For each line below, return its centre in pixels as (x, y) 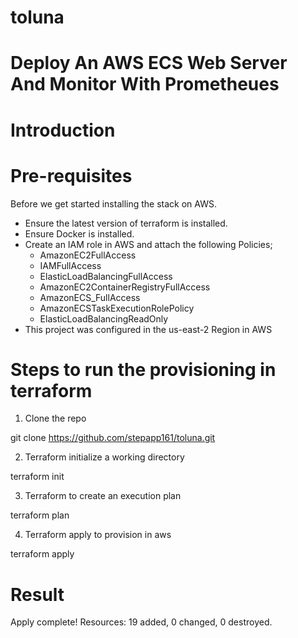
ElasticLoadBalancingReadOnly (104, 318)
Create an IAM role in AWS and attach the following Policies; (148, 244)
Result (37, 594)
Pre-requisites (71, 175)
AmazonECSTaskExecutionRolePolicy (117, 308)
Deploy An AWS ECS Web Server (149, 63)
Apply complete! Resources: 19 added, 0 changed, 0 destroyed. (141, 622)
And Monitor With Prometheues (145, 84)
